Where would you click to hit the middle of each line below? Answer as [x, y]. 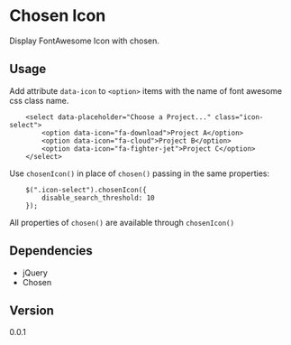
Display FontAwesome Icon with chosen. [85, 41]
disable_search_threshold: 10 [98, 198]
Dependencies [51, 251]
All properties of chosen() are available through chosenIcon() [122, 222]
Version [32, 310]
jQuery [35, 273]
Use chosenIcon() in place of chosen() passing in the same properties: [140, 173]
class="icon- [239, 117]
